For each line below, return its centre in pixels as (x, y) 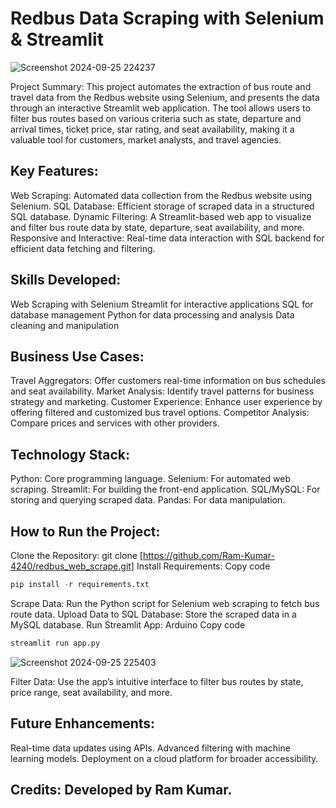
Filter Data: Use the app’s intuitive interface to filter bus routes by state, (157, 681)
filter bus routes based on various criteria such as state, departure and (156, 118)
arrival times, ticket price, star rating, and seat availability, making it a (152, 129)
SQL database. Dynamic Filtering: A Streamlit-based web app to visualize (161, 216)
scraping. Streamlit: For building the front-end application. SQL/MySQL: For (165, 489)
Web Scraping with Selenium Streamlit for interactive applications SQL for (162, 304)
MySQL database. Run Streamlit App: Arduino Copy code (128, 624)
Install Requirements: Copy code (203, 566)
